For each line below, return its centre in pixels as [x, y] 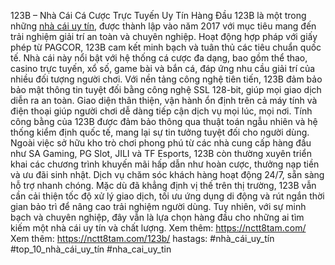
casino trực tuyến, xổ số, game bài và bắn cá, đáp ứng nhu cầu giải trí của [163, 68]
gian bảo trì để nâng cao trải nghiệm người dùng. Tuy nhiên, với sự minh [158, 206]
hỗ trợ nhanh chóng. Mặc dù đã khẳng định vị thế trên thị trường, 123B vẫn [163, 185]
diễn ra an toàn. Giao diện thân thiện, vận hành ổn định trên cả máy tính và [164, 100]
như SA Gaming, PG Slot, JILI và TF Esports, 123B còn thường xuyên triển [161, 153]
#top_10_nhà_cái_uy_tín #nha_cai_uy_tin [91, 249]
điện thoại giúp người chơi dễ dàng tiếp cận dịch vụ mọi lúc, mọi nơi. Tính [161, 111]
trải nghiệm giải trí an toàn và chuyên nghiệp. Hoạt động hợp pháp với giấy [164, 36]
